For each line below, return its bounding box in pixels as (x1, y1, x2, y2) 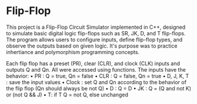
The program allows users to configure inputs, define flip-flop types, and (6, 36, 183, 43)
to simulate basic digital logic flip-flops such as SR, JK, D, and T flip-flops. (6, 29, 186, 36)
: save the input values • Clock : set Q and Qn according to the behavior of (6, 78, 187, 86)
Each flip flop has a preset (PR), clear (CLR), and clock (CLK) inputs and (6, 60, 181, 67)
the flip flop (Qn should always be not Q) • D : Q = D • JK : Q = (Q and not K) (6, 85, 192, 92)
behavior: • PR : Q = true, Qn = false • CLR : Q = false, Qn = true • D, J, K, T (6, 72, 189, 79)
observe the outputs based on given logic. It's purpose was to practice (6, 42, 178, 49)
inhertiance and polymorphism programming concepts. (6, 48, 140, 55)
